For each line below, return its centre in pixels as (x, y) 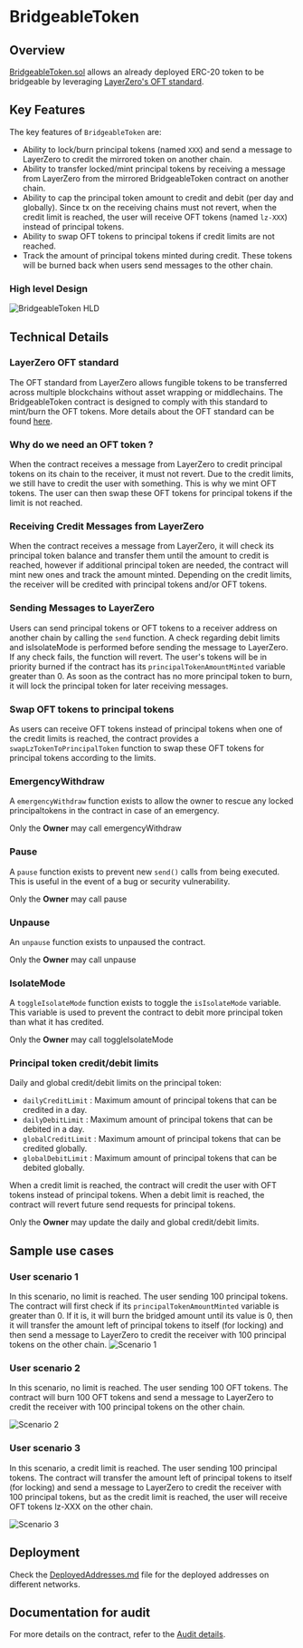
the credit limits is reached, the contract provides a (104, 738)
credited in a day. (55, 1110)
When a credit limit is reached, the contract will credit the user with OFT (143, 1185)
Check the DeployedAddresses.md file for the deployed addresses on (139, 1575)
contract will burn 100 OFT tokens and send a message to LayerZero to (142, 1398)
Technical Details (59, 337)
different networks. (45, 1584)
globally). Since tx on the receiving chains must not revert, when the (150, 207)
